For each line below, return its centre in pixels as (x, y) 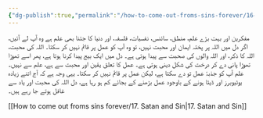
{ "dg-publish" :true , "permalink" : (63, 15)
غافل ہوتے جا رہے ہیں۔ (36, 90)
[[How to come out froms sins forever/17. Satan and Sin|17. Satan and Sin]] (128, 105)
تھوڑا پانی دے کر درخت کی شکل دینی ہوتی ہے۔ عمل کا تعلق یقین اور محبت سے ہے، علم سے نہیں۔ (129, 64)
